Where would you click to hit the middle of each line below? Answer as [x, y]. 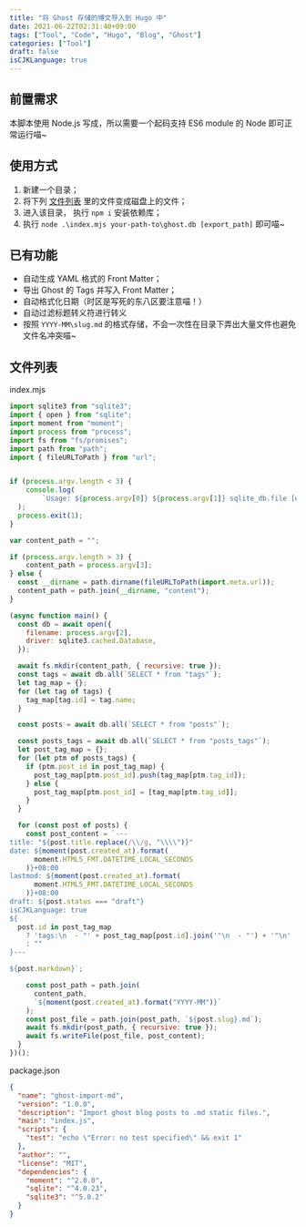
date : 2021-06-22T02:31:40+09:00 [73, 26]
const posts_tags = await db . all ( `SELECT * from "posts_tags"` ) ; [144, 741]
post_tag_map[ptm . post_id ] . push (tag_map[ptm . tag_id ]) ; [140, 775]
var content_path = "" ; [55, 540]
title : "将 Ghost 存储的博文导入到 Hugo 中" [88, 18]
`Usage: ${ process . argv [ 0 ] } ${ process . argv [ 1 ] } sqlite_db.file [165, 499]
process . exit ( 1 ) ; [51, 516]
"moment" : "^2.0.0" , [65, 1181]
